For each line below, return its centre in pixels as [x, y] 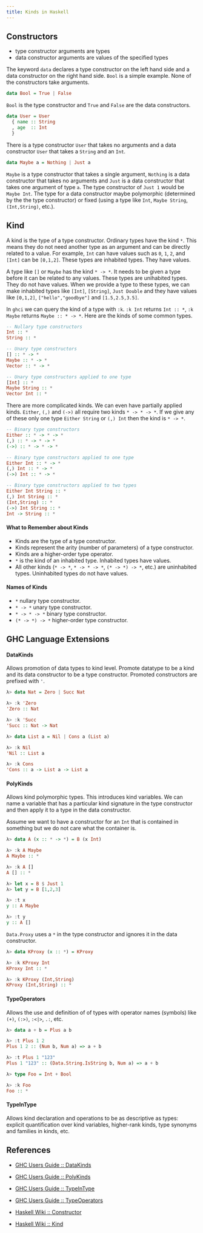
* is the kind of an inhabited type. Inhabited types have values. [93, 560]
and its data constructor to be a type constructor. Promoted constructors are [102, 675]
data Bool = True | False [39, 94]
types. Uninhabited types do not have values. [72, 573]
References [28, 1150]
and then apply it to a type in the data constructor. [69, 810]
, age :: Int [29, 128]
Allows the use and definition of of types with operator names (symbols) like [101, 1012]
